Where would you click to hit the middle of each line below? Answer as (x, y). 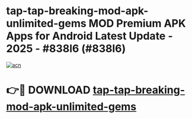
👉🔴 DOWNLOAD (48, 90)
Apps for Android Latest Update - (89, 36)
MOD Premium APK (137, 23)
